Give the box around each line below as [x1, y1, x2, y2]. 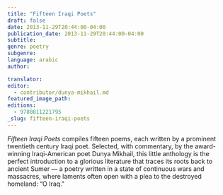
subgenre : [7, 50, 37, 57]
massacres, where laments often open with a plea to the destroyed [7, 172, 202, 180]
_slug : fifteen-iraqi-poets [7, 115, 91, 122]
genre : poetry [7, 43, 50, 50]
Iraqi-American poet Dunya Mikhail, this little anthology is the [31, 149, 210, 158]
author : [7, 63, 30, 70]
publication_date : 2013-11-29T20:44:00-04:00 [7, 30, 144, 37]
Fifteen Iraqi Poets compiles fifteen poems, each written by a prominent [7, 134, 216, 143]
